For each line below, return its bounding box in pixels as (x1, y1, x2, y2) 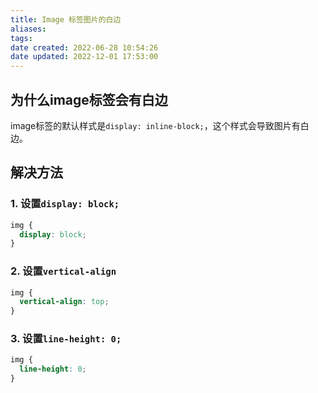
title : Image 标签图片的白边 (10, 14, 122, 25)
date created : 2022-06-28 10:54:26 (10, 42, 159, 53)
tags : (10, 33, 33, 43)
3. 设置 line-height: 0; (10, 332, 122, 346)
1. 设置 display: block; (10, 197, 120, 211)
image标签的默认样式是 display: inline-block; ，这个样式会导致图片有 (10, 119, 301, 131)
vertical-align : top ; (19, 297, 110, 307)
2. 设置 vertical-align (10, 264, 117, 278)
